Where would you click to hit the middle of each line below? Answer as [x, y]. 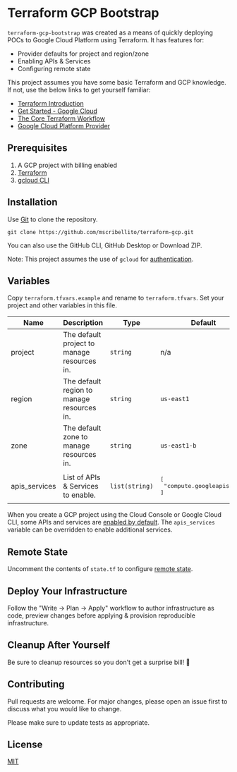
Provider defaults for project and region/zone [83, 54]
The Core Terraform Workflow [61, 118]
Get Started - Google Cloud [57, 111]
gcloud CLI [33, 180]
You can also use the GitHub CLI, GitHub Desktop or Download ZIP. [105, 245]
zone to [75, 437]
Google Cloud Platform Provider [64, 125]
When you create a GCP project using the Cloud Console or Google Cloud [115, 515]
